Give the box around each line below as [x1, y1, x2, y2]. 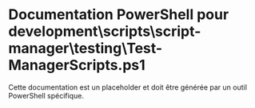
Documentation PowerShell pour [8, 6, 229, 24]
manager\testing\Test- [8, 40, 163, 57]
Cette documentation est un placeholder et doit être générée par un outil [8, 82, 248, 92]
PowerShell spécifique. [8, 91, 84, 100]
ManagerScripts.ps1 [8, 56, 145, 75]
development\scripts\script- [8, 22, 201, 40]
